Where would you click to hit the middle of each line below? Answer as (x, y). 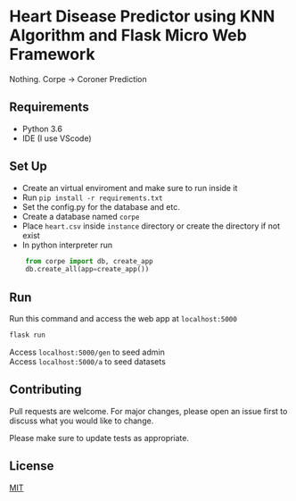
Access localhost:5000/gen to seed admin (87, 352)
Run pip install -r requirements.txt (92, 197)
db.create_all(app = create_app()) (87, 270)
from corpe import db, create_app (89, 261)
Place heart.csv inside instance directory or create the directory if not (151, 226)
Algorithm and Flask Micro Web (128, 35)
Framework (52, 54)
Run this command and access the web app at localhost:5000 (123, 319)
